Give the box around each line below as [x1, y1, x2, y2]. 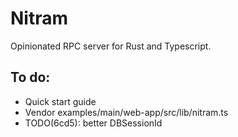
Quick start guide [24, 95, 97, 107]
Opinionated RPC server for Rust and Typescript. [10, 40, 212, 52]
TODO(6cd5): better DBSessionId [24, 117, 163, 129]
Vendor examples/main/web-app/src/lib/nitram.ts [24, 106, 229, 118]
